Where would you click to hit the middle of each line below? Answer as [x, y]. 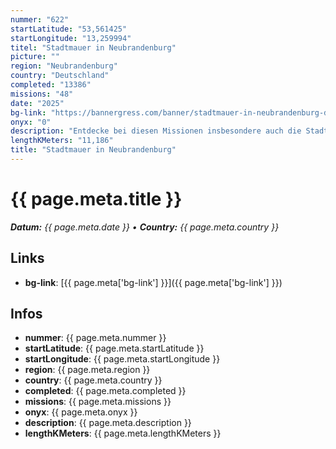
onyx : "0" [31, 122]
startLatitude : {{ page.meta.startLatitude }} [114, 348]
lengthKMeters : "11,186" [62, 141]
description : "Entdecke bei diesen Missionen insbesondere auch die [156, 131]
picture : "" [35, 57]
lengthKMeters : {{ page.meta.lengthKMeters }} [123, 433]
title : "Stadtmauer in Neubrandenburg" [93, 150]
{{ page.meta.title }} [96, 199]
